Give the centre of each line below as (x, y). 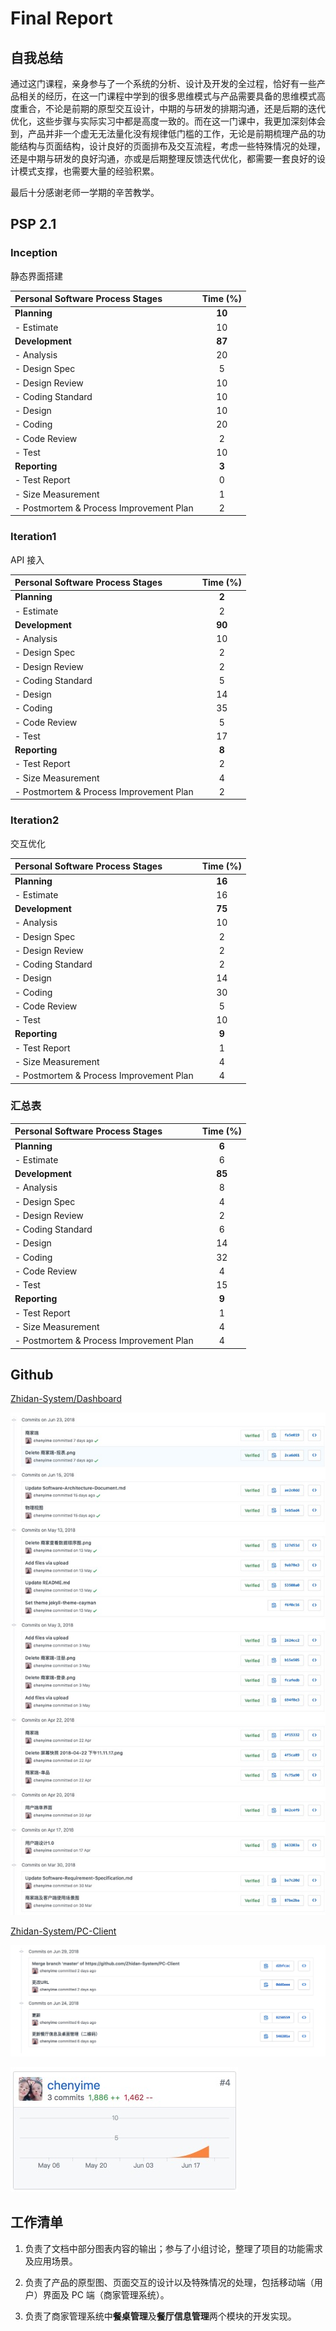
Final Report (61, 18)
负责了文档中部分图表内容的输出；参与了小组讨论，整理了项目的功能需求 (173, 2248)
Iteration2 (35, 820)
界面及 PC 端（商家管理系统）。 (106, 2294)
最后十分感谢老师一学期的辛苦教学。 (85, 192)
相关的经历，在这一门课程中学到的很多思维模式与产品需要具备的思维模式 (167, 96)
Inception (34, 253)
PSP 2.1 (33, 224)
